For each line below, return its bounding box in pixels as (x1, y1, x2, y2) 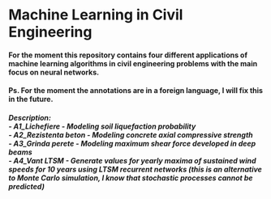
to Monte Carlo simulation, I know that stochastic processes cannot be (8, 172, 253, 183)
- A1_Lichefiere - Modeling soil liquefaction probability (8, 121, 196, 131)
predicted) (8, 181, 45, 191)
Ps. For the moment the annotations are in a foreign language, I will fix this (8, 86, 264, 95)
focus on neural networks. (8, 67, 100, 77)
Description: (8, 112, 51, 122)
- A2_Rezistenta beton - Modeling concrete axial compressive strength (8, 129, 253, 139)
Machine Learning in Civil (8, 6, 183, 24)
